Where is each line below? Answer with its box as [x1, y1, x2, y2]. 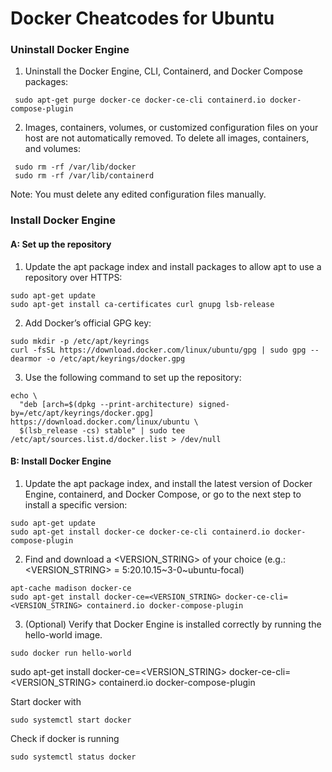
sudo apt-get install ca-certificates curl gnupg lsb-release [10, 299, 275, 309]
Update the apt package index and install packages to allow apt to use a [24, 260, 322, 272]
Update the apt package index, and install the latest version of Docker [24, 477, 313, 489]
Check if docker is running [10, 732, 120, 744]
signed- [198, 399, 230, 409]
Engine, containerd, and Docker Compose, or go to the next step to [24, 488, 302, 500]
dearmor [10, 353, 43, 364]
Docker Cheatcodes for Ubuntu [10, 7, 275, 30]
